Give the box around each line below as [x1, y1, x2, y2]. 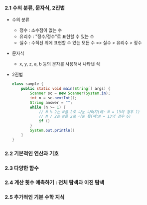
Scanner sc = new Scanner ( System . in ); [30, 91, 111, 96]
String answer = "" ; [30, 100, 73, 105]
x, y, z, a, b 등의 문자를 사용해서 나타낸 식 [19, 61, 100, 67]
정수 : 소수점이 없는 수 [19, 27, 62, 33]
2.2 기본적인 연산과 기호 [4, 150, 59, 157]
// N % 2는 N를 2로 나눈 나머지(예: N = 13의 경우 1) [38, 109, 141, 114]
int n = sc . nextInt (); [30, 95, 77, 100]
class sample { [11, 81, 44, 87]
